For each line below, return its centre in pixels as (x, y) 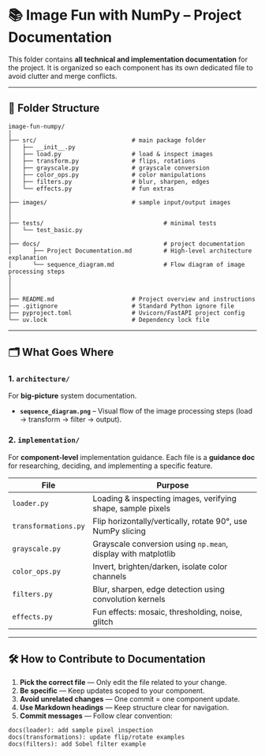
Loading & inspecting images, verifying (164, 498)
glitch (103, 622)
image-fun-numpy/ (37, 126)
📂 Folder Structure (54, 109)
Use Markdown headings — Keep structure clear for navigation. (124, 707)
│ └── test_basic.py (45, 230)
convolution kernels (129, 599)
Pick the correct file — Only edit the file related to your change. (123, 682)
